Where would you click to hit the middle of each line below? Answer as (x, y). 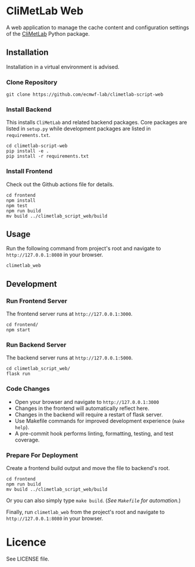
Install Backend (29, 109)
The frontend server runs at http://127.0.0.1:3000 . (69, 314)
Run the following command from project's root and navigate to (84, 249)
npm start (18, 330)
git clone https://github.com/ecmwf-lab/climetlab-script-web (85, 95)
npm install (21, 201)
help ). (22, 427)
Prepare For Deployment (42, 455)
